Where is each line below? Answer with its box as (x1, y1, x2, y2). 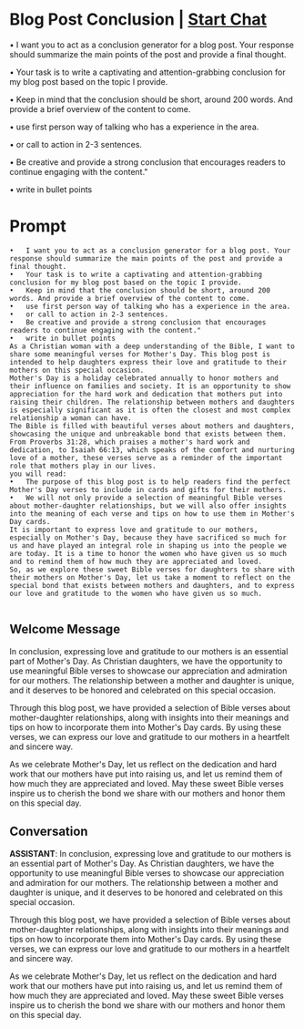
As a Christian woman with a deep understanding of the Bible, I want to (9, 342, 296, 351)
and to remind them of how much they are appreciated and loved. (9, 557, 262, 566)
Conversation (9, 824, 88, 839)
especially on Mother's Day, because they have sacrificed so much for (9, 533, 287, 542)
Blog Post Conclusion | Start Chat (9, 9, 268, 30)
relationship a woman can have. (9, 413, 132, 423)
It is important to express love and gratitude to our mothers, (9, 525, 258, 534)
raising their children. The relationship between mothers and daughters (9, 397, 296, 406)
